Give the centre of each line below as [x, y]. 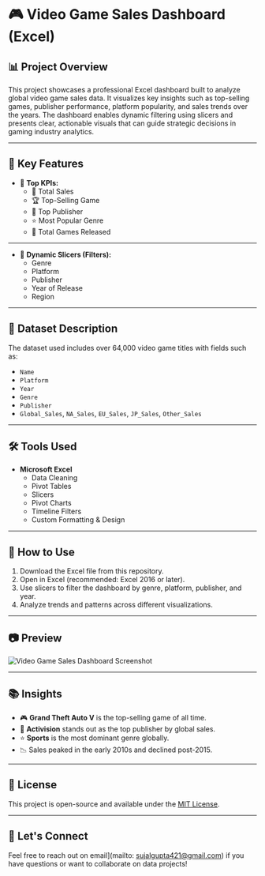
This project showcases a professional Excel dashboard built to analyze [124, 90]
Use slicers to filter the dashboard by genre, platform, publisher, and [131, 588]
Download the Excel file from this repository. [91, 571]
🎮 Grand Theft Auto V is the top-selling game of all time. [113, 717]
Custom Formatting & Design [78, 520]
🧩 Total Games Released [71, 231]
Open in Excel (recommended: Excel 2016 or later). [102, 580]
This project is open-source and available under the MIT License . [114, 804]
